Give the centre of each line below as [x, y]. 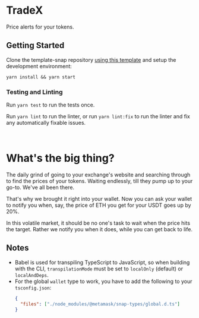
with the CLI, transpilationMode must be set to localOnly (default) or [99, 269]
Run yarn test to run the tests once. [50, 105]
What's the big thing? [60, 158]
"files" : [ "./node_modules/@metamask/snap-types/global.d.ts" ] [100, 304]
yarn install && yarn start [41, 77]
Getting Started [35, 45]
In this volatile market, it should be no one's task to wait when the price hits [98, 223]
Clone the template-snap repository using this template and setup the [91, 59]
